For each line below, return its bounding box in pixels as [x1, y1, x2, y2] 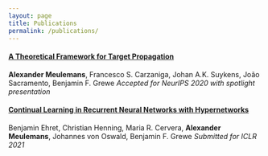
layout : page [8, 11, 52, 20]
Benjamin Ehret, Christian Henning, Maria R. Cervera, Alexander [8, 122, 221, 133]
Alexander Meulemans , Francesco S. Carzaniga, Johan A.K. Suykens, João [8, 69, 260, 79]
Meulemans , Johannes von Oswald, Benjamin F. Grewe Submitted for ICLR [8, 131, 258, 141]
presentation [8, 86, 51, 96]
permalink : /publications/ [8, 27, 99, 35]
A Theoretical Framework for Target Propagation [8, 51, 175, 61]
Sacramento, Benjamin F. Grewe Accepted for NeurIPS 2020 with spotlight [8, 78, 255, 88]
